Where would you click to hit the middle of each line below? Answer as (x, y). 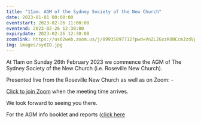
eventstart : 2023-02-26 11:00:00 (48, 23)
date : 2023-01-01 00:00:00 (40, 17)
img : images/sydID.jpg (34, 45)
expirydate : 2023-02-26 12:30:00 (48, 34)
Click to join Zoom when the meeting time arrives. (67, 91)
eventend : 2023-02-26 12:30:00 (45, 28)
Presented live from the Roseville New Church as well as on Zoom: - (90, 80)
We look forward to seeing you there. (52, 103)
